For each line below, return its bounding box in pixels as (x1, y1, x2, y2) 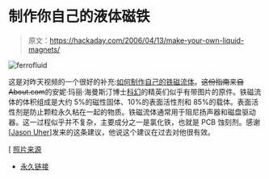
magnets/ (27, 44, 61, 54)
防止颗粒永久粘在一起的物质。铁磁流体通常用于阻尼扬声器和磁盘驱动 (29, 106, 256, 117)
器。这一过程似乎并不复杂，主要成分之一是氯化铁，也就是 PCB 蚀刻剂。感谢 (8, 117, 261, 127)
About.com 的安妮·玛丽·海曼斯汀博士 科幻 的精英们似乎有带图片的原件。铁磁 (8, 86, 254, 97)
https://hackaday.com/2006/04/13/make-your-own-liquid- (49, 35, 245, 45)
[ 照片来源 (8, 144, 42, 154)
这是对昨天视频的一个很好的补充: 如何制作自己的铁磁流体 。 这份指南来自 (8, 77, 245, 86)
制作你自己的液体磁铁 (8, 7, 151, 26)
